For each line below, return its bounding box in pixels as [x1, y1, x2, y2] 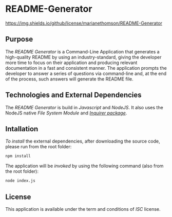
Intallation [5, 124, 39, 133]
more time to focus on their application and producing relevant [5, 60, 138, 66]
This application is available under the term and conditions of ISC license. [5, 206, 161, 212]
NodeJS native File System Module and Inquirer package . [5, 110, 127, 116]
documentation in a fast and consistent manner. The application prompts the [5, 65, 167, 71]
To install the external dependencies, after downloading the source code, [5, 138, 160, 144]
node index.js [5, 178, 36, 184]
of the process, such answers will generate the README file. [5, 75, 133, 82]
